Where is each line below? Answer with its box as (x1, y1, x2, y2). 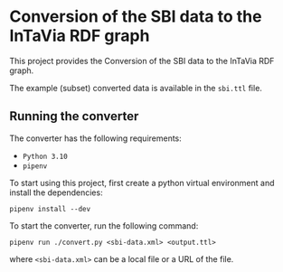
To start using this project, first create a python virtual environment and (9, 177, 275, 188)
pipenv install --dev (9, 204, 91, 213)
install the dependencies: (9, 187, 103, 198)
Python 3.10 (22, 152, 68, 161)
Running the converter (9, 108, 139, 124)
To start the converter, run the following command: (9, 220, 199, 231)
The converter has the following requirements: (9, 133, 183, 144)
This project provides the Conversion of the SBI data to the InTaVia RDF (9, 55, 275, 66)
